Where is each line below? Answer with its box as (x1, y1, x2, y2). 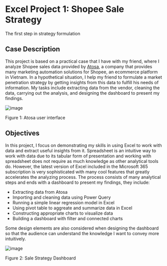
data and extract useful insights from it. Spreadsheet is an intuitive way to (5, 147, 156, 153)
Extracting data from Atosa (12, 189, 68, 195)
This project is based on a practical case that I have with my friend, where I (5, 58, 160, 64)
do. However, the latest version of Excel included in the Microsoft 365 (5, 163, 148, 169)
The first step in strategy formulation (5, 30, 81, 36)
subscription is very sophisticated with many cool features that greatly (5, 168, 150, 175)
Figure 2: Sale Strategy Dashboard (5, 255, 76, 261)
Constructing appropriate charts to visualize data (12, 210, 113, 216)
